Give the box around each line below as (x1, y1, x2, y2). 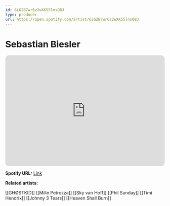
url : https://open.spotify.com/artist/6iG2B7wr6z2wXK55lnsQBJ (5, 17, 139, 22)
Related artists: (5, 180, 38, 186)
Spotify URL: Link (5, 170, 42, 176)
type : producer (5, 12, 37, 17)
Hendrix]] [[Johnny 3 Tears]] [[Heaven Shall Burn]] (5, 195, 111, 201)
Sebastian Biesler (5, 38, 81, 50)
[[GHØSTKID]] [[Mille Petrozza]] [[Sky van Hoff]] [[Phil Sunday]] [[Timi (5, 190, 153, 196)
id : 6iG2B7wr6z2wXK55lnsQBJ (5, 7, 65, 13)
